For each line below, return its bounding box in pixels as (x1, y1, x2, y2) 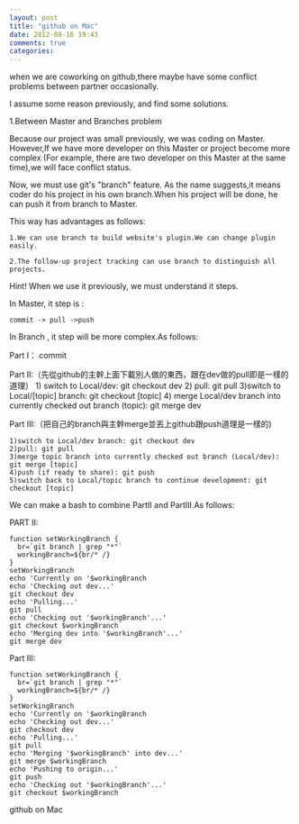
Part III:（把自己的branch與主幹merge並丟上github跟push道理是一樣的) (9, 419, 272, 430)
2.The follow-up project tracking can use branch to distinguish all (9, 258, 276, 267)
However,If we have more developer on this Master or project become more (9, 143, 291, 154)
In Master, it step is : (9, 298, 85, 309)
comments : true (9, 38, 67, 48)
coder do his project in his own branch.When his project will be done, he (9, 189, 278, 200)
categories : (9, 47, 54, 56)
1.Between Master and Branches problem (9, 116, 162, 127)
